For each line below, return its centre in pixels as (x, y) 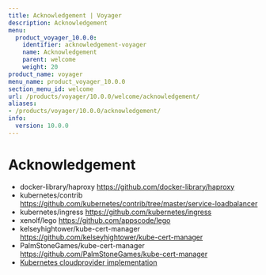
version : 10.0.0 (42, 126)
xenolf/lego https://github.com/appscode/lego (95, 220)
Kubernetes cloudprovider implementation (88, 262)
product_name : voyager (46, 74)
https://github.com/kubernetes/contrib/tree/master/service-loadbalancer (139, 203)
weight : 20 (40, 67)
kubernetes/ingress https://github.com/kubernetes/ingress (116, 212)
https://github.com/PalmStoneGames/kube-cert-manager (114, 254)
